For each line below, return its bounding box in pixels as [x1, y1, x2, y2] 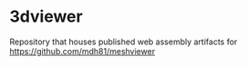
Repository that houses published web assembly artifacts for [9, 36, 238, 47]
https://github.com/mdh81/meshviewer [9, 45, 156, 56]
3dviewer [9, 6, 84, 27]
